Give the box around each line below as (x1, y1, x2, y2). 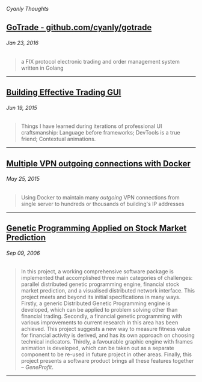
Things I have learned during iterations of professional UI (20, 123, 162, 130)
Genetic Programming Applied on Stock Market (6, 223, 187, 234)
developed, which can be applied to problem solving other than (20, 306, 178, 314)
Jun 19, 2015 (6, 104, 37, 111)
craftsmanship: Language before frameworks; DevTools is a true (20, 129, 180, 136)
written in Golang (20, 64, 64, 71)
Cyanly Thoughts (6, 5, 49, 12)
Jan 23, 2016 (6, 39, 39, 46)
